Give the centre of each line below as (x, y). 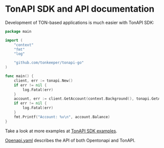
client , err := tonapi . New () (43, 81)
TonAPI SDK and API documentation (80, 9)
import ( (14, 40)
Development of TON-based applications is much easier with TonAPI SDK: (80, 22)
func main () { (20, 76)
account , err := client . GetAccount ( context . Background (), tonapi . (83, 99)
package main (18, 31)
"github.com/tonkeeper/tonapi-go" (49, 63)
